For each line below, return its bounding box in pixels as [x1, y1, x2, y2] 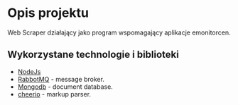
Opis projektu [7, 5, 89, 21]
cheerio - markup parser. [17, 89, 91, 98]
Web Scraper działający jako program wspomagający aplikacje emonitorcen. [7, 28, 231, 37]
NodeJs [17, 67, 41, 75]
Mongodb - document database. [17, 82, 114, 91]
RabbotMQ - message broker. [17, 75, 105, 83]
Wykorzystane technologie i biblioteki [7, 49, 179, 61]
